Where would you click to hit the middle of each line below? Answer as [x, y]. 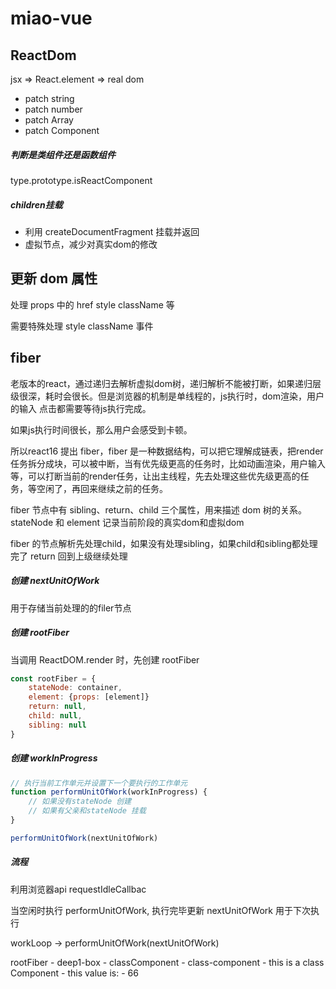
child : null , [55, 716]
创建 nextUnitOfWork [55, 581]
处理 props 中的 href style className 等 [92, 304]
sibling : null [57, 725]
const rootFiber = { [53, 678]
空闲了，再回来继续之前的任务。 [102, 488]
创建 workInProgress [54, 758]
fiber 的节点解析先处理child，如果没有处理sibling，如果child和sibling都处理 [164, 543]
